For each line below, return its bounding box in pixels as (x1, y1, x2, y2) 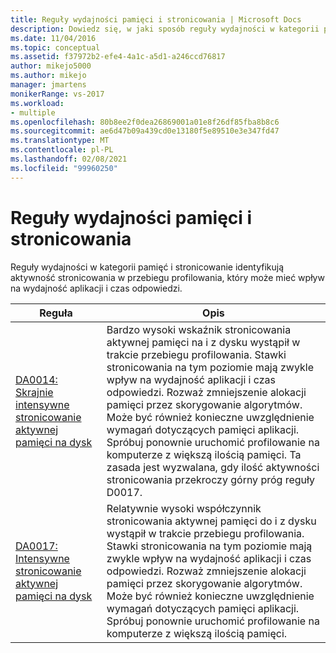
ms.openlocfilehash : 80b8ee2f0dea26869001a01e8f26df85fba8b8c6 (10, 117, 280, 127)
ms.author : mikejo (10, 71, 87, 81)
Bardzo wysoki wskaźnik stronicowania (106, 322, 292, 336)
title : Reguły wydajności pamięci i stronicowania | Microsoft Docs (10, 14, 302, 25)
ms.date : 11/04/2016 (10, 33, 97, 43)
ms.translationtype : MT (10, 136, 110, 146)
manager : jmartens (10, 80, 87, 90)
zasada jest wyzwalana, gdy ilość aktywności (106, 460, 320, 474)
